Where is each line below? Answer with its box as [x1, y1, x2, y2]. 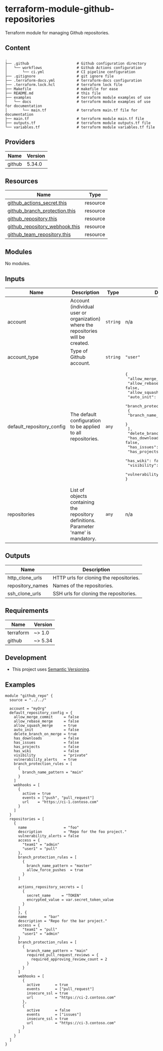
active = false [26, 1008, 70, 1013]
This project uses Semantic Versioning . [12, 666, 91, 672]
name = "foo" [17, 825, 79, 830]
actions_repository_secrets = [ [17, 885, 83, 890]
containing [70, 499, 95, 506]
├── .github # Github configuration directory [5, 61, 147, 66]
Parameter [70, 523, 94, 530]
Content [5, 44, 31, 52]
